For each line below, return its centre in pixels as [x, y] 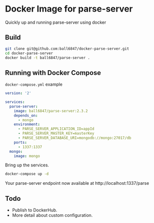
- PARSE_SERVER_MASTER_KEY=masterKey [56, 134]
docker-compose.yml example [34, 84]
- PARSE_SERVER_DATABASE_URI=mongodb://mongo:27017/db [75, 138]
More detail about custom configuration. [52, 215]
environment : [27, 124]
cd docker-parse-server [29, 53]
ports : [20, 142]
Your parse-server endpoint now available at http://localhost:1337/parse [77, 183]
